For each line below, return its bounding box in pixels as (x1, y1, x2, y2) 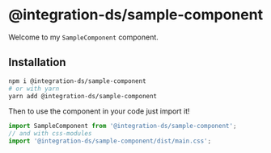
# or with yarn (8, 85, 60, 93)
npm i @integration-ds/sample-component (8, 76, 147, 85)
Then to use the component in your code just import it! (8, 106, 190, 116)
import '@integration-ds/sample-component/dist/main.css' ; (8, 137, 212, 146)
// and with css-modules (8, 130, 92, 138)
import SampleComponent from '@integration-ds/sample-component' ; (8, 122, 237, 130)
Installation (8, 56, 66, 69)
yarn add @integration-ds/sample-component (8, 92, 158, 100)
